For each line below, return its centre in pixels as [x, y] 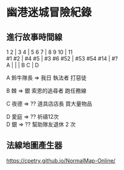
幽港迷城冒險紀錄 [49, 13]
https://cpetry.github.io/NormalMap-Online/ [61, 160]
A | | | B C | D [23, 65]
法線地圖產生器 [34, 145]
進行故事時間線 [34, 37]
